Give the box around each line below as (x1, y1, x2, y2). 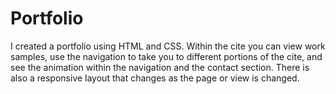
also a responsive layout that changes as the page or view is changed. (10, 72, 300, 84)
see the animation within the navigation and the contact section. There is (10, 61, 310, 73)
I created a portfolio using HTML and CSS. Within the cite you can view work (10, 40, 326, 52)
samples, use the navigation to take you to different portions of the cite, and (10, 50, 323, 62)
